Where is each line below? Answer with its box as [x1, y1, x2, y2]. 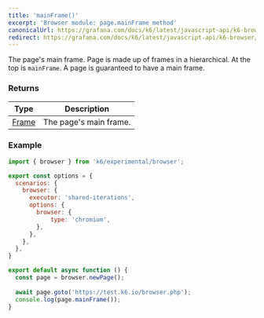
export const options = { [8, 172, 93, 180]
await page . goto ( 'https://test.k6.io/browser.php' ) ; [15, 288, 192, 296]
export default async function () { [8, 266, 128, 275]
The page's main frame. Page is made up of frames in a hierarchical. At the [8, 55, 251, 64]
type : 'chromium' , [49, 215, 111, 224]
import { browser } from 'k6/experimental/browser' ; [8, 158, 185, 166]
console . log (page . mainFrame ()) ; [15, 295, 122, 303]
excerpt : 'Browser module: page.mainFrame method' [8, 19, 178, 27]
